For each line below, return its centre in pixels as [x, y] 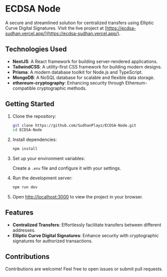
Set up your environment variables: [49, 159]
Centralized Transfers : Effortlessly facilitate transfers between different [87, 225]
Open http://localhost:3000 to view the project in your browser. [78, 197]
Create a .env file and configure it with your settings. [67, 168]
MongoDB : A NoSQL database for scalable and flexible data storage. [83, 77]
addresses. [24, 230]
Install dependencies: [35, 140]
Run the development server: [42, 178]
